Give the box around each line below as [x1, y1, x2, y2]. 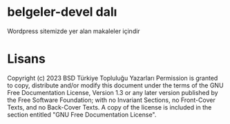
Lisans [7, 51, 46, 67]
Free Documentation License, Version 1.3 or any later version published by [7, 88, 219, 96]
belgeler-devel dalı [7, 4, 117, 20]
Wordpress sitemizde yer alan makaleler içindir [7, 27, 140, 35]
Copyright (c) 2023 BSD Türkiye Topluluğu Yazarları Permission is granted [7, 74, 218, 82]
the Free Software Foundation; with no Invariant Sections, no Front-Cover [7, 96, 215, 104]
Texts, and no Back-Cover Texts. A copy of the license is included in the [7, 103, 212, 111]
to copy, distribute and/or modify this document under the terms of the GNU [7, 81, 224, 90]
